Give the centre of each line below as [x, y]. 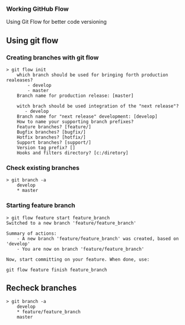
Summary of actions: [32, 234]
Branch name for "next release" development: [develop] [87, 116]
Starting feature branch [41, 206]
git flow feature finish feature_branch [57, 270]
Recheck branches [42, 288]
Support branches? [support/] [54, 142]
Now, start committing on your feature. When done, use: [78, 259]
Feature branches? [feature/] [54, 127]
